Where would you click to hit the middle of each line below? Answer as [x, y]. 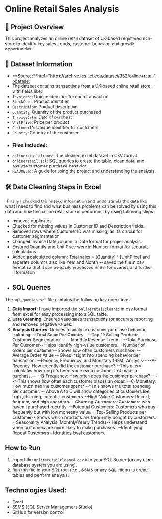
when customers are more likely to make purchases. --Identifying [77, 427]
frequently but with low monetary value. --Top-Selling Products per [79, 412]
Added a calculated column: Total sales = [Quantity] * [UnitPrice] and [81, 257]
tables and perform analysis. [40, 475]
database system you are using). [44, 465]
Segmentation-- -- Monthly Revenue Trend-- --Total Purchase [95, 340]
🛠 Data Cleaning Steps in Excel [53, 187]
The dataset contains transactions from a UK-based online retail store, [82, 86]
